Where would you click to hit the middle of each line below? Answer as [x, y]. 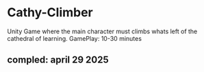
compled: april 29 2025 [58, 60]
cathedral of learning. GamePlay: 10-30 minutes [75, 38]
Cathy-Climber [50, 13]
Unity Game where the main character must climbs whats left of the [102, 31]
